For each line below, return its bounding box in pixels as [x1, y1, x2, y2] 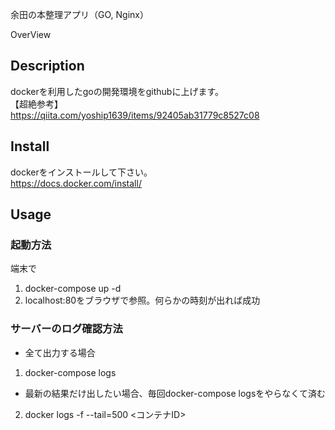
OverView [10, 29, 52, 40]
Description [10, 58, 85, 75]
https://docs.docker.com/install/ [10, 177, 142, 189]
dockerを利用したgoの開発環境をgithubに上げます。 [10, 85, 225, 97]
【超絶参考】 [10, 98, 63, 110]
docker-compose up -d [24, 283, 122, 295]
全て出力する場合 [24, 346, 96, 358]
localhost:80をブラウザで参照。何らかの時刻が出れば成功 [24, 294, 261, 307]
